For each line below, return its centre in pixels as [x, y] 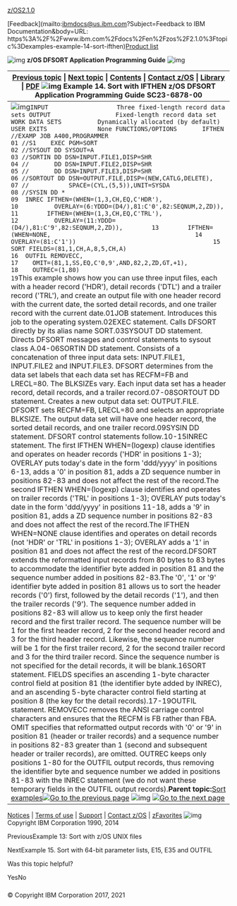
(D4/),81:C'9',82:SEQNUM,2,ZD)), [67, 227]
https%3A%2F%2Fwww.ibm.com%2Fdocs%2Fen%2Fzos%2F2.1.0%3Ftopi [117, 39]
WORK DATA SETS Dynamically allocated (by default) [116, 122]
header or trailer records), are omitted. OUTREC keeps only [109, 754]
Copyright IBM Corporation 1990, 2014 [63, 823]
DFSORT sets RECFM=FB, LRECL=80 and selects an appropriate [117, 410]
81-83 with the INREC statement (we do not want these [103, 780]
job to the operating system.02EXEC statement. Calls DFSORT [114, 322]
